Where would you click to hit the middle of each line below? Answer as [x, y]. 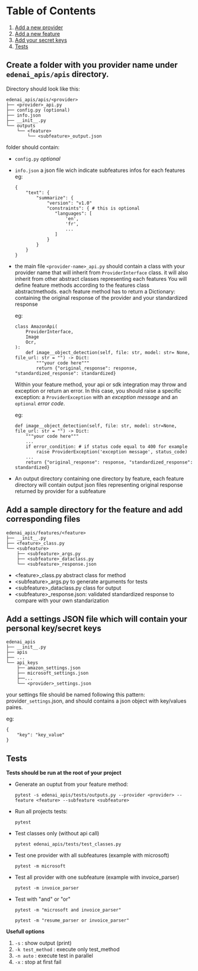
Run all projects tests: [41, 812]
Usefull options [25, 932]
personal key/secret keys [54, 628]
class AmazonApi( [36, 326]
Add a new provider [39, 27]
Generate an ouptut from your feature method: [71, 784]
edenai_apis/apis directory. [58, 75]
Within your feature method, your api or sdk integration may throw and [100, 384]
